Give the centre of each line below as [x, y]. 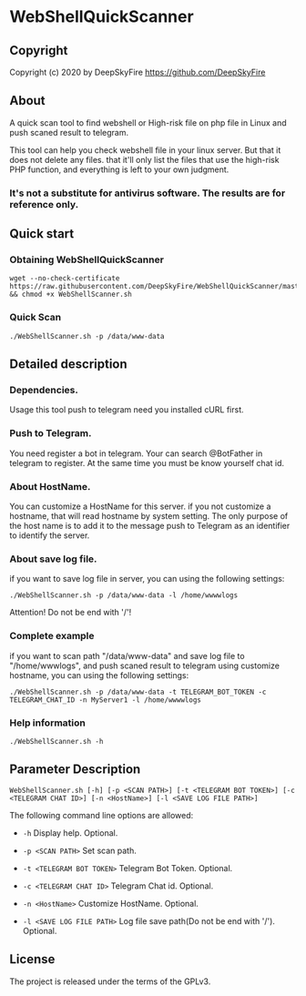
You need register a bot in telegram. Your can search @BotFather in [136, 453]
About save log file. [53, 559]
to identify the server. [50, 535]
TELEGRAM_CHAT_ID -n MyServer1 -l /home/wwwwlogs [106, 700]
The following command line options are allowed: [102, 815]
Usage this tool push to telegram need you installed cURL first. [127, 410]
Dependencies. [44, 391]
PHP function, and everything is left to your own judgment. [119, 169]
